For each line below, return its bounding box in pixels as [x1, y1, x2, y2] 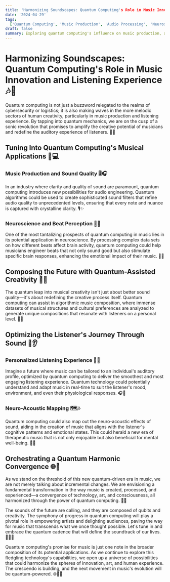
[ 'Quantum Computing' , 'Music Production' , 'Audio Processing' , [10, 21, 148, 27]
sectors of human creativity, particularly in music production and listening [5, 112, 159, 119]
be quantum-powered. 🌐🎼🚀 [5, 570, 63, 577]
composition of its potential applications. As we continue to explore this [5, 549, 154, 555]
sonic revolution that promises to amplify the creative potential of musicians [5, 123, 163, 130]
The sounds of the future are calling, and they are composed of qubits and [5, 507, 161, 513]
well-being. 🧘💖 [5, 440, 36, 446]
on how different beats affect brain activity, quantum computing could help [5, 242, 161, 248]
